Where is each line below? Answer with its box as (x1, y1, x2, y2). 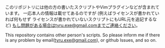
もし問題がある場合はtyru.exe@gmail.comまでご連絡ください (12, 22, 136, 28)
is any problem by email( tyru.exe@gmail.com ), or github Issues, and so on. (5, 37, 157, 43)
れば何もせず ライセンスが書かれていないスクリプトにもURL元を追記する (5, 16, 153, 22)
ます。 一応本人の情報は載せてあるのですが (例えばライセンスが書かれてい (9, 10, 160, 16)
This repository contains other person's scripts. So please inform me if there (5, 32, 160, 38)
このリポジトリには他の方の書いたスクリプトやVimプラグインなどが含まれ (5, 4, 155, 10)
